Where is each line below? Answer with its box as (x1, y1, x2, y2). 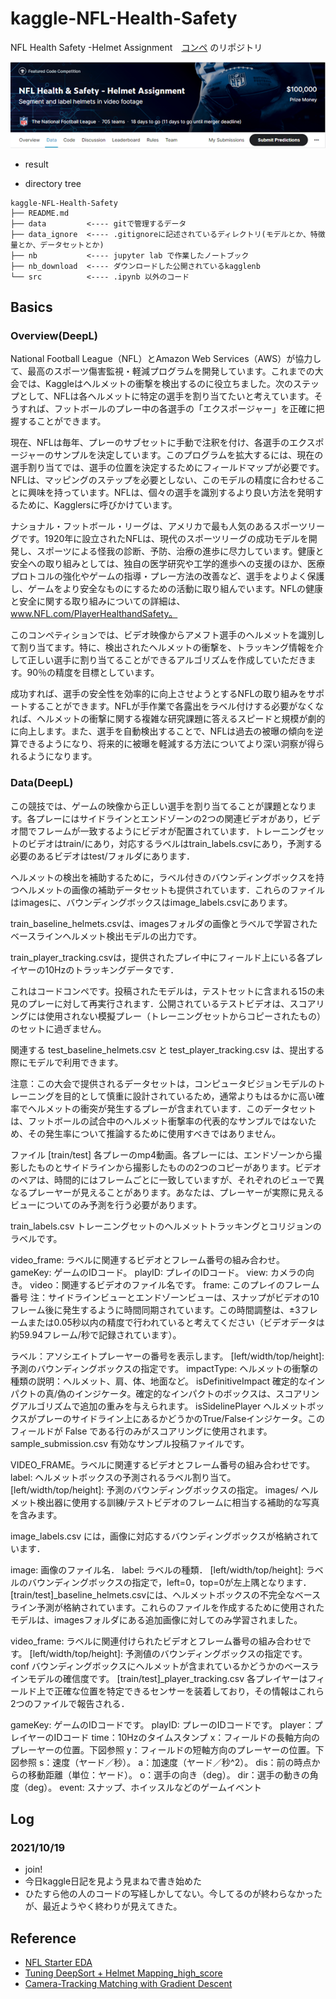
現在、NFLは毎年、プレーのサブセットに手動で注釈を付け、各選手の (10, 437, 290, 449)
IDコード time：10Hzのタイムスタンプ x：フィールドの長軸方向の (53, 1731, 321, 1743)
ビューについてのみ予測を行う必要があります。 (10, 1198, 203, 1211)
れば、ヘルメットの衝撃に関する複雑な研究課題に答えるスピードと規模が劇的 (10, 713, 326, 725)
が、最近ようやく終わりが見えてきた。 (24, 1900, 183, 1912)
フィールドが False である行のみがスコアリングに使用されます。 (10, 1425, 273, 1437)
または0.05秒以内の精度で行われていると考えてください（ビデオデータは (27, 1316, 325, 1328)
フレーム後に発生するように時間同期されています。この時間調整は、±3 (10, 1303, 301, 1316)
